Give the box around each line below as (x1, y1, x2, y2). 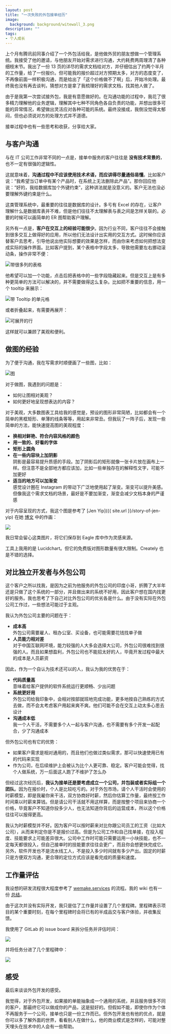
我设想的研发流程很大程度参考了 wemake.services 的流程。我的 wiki (5, 885, 148, 892)
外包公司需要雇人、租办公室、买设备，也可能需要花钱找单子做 (12, 630, 142, 636)
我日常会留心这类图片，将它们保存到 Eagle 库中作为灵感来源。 (5, 534, 136, 540)
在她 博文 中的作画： (14, 514, 58, 520)
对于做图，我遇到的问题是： (5, 381, 64, 387)
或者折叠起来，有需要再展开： (5, 307, 68, 313)
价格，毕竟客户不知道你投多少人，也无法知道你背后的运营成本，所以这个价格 (5, 805, 166, 811)
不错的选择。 (9, 551, 37, 558)
